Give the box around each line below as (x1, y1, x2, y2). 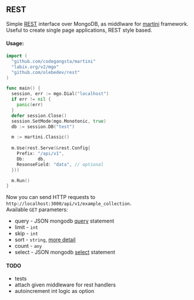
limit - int (14, 224, 38, 231)
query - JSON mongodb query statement (14, 217, 115, 225)
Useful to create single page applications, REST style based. (6, 26, 153, 33)
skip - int (14, 230, 38, 237)
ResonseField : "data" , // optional (16, 161, 104, 167)
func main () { (6, 85, 41, 92)
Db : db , (16, 156, 46, 162)
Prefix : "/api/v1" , (16, 151, 65, 157)
